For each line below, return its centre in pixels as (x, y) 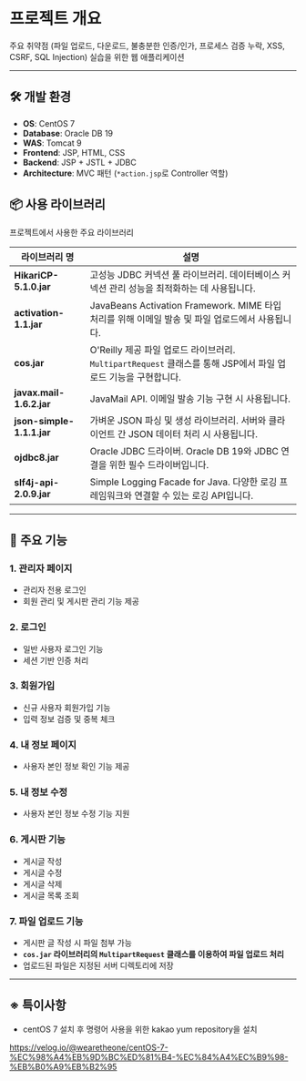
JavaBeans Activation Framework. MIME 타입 (186, 305)
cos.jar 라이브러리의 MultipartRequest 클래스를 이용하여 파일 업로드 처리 (153, 954)
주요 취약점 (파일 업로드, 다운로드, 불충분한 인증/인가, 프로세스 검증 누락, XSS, (147, 46)
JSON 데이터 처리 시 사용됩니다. (193, 433)
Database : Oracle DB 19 (68, 133)
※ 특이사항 (38, 1006)
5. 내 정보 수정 (39, 792)
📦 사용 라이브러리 (58, 204)
